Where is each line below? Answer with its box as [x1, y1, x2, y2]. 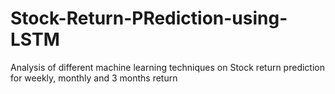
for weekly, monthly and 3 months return [10, 72, 178, 84]
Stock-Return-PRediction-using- [10, 7, 288, 30]
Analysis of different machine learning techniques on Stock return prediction [10, 61, 325, 73]
